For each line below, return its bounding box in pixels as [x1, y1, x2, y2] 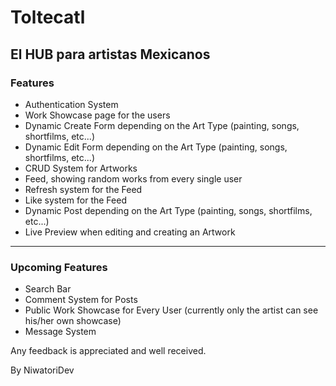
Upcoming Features [10, 260, 108, 274]
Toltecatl [10, 6, 86, 29]
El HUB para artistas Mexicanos [10, 46, 211, 63]
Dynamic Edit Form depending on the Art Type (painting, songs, [24, 141, 288, 153]
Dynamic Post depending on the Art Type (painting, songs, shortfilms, [24, 204, 313, 216]
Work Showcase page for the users [24, 109, 171, 121]
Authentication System [24, 98, 119, 110]
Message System [24, 326, 97, 338]
